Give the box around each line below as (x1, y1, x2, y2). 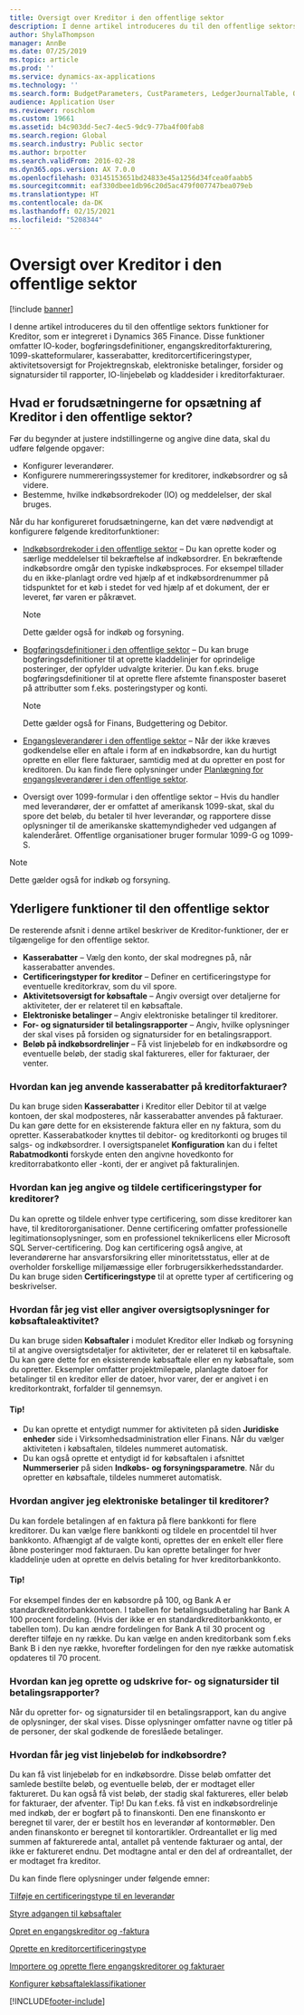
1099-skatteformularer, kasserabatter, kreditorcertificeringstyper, (9, 349, 252, 360)
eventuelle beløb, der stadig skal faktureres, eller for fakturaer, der (22, 1048, 271, 1059)
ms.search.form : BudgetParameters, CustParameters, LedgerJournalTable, (9, 89, 290, 98)
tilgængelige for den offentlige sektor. (9, 934, 150, 946)
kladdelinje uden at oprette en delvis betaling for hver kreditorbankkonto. (9, 1553, 281, 1564)
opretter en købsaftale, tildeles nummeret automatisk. (22, 1472, 223, 1483)
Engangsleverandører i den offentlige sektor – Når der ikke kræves (22, 735, 271, 747)
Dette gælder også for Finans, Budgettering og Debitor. (22, 718, 228, 729)
